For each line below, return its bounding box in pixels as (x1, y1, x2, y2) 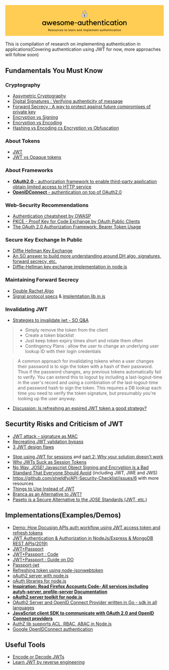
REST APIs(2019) (12, 540, 48, 546)
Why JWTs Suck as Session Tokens (12, 459, 87, 465)
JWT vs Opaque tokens (12, 154, 62, 161)
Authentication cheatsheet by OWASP (12, 213, 92, 219)
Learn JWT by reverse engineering (12, 659, 85, 665)
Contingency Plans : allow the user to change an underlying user (25, 343, 159, 349)
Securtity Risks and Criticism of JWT (5, 420, 123, 428)
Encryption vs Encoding (12, 120, 62, 126)
